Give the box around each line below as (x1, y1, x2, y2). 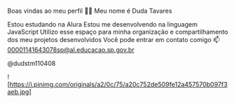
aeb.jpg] (7, 88, 32, 96)
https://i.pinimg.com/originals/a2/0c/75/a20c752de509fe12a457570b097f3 (9, 81, 228, 88)
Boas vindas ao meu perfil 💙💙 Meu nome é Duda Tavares (7, 7, 172, 15)
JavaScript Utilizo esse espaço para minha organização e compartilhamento (7, 28, 229, 36)
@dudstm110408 (7, 60, 56, 67)
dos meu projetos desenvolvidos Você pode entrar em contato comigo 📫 (7, 36, 220, 43)
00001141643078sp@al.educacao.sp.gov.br (7, 46, 135, 54)
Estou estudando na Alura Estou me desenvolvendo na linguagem (7, 20, 198, 28)
